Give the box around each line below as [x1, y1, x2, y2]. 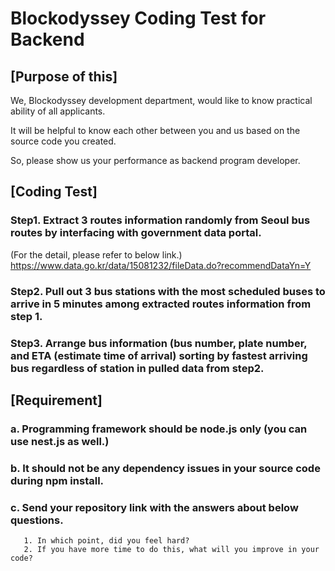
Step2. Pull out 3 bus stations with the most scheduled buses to [10, 284, 326, 298]
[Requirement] [10, 392, 103, 409]
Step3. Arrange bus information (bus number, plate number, [10, 336, 308, 350]
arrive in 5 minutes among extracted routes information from [10, 297, 312, 311]
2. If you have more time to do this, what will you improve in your [23, 545, 320, 555]
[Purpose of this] [10, 68, 118, 85]
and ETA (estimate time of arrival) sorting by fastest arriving [10, 348, 308, 362]
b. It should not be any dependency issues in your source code [10, 461, 321, 475]
